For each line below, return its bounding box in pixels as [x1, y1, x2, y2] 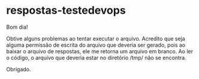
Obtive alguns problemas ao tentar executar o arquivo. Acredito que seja [6, 35, 186, 42]
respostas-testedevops [6, 4, 126, 17]
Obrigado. [6, 65, 31, 72]
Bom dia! [6, 23, 28, 31]
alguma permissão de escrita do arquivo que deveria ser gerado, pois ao [6, 41, 186, 48]
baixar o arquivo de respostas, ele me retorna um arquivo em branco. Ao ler [6, 47, 194, 54]
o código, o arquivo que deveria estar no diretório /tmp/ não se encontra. [6, 54, 187, 61]
